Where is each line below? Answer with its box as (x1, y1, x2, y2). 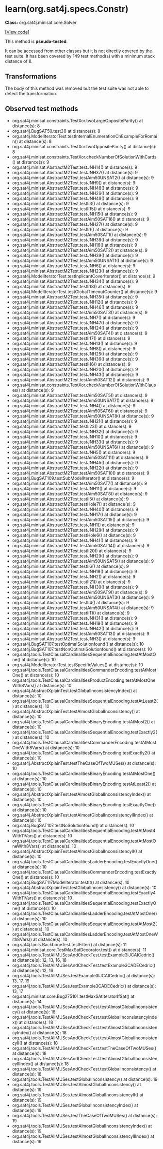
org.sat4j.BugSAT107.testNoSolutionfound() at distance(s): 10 (12, 822, 134, 828)
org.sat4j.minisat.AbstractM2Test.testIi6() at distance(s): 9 (12, 563, 129, 569)
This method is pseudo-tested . (5, 38, 68, 44)
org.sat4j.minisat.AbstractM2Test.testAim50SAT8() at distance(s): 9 (12, 491, 148, 496)
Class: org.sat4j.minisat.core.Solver (5, 20, 77, 25)
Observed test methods (5, 105, 79, 113)
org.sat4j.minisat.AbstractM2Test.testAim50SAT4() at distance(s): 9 (12, 330, 148, 336)
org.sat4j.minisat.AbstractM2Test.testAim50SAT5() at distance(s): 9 (12, 392, 148, 398)
